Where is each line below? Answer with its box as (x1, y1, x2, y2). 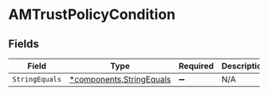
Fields (8, 37, 40, 51)
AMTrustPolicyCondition (8, 6, 176, 24)
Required (178, 61, 214, 71)
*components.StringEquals (69, 74, 171, 85)
